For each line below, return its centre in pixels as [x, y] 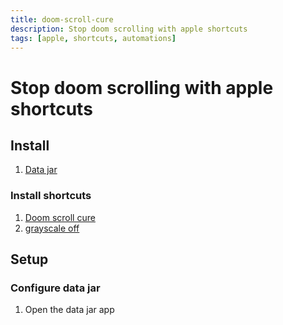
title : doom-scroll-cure [62, 19]
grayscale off [52, 228]
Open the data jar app [69, 310]
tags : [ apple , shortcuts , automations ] [93, 38]
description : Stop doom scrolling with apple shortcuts [129, 29]
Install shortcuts [51, 196]
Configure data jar [55, 288]
